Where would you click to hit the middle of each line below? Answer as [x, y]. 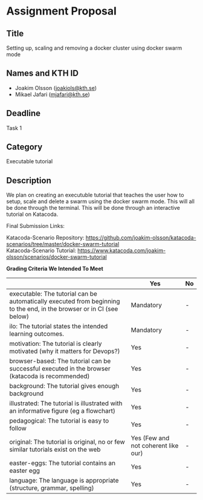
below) [19, 317]
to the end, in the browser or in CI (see [64, 309]
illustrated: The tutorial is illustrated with [66, 403]
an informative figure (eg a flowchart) [63, 411]
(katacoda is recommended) [50, 376]
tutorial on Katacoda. [32, 214]
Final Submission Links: [36, 226]
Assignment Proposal [61, 11]
